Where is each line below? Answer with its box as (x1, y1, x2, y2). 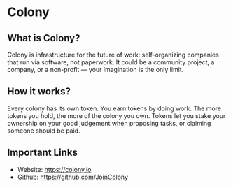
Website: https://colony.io (17, 165, 92, 173)
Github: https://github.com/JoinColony (17, 173, 128, 181)
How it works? (7, 85, 71, 98)
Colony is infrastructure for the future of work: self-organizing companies (7, 50, 219, 59)
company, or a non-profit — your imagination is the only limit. (7, 66, 184, 73)
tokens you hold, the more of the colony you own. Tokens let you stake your (7, 111, 226, 120)
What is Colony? (7, 32, 80, 44)
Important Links (7, 147, 78, 159)
